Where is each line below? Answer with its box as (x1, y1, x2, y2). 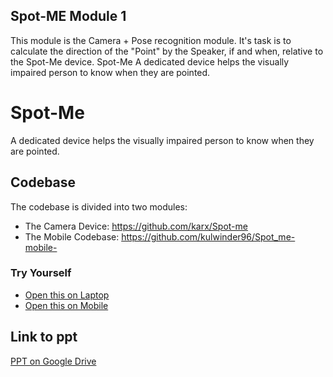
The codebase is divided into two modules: (10, 200, 188, 213)
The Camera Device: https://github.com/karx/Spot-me (24, 220, 248, 232)
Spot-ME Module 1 (10, 8, 127, 25)
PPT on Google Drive (10, 355, 97, 367)
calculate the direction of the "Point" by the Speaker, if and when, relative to (10, 45, 324, 57)
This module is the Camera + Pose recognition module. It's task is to (10, 34, 292, 46)
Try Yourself (10, 266, 72, 280)
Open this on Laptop (24, 289, 110, 301)
